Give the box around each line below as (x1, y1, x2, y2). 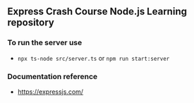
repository (7, 17, 55, 29)
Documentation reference (7, 71, 98, 81)
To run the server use (7, 38, 83, 48)
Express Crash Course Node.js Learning (7, 6, 187, 18)
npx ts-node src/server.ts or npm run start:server (17, 54, 170, 62)
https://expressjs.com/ (17, 87, 83, 96)
